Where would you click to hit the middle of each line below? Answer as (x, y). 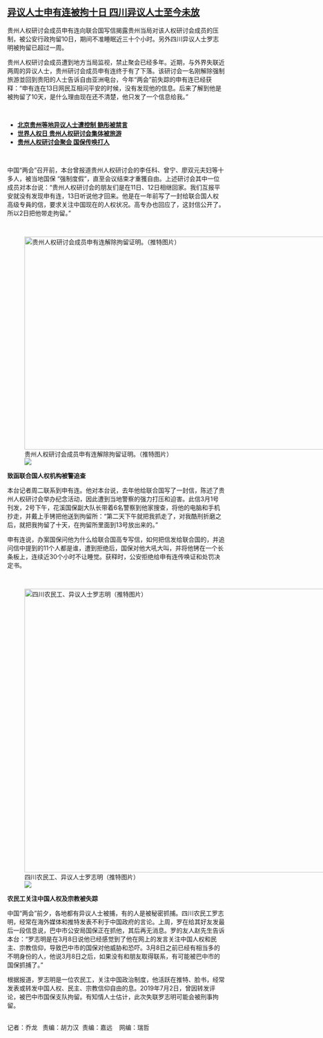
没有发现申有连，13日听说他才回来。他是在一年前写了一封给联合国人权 (119, 196)
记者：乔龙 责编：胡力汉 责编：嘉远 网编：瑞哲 (78, 1027)
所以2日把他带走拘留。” (39, 213)
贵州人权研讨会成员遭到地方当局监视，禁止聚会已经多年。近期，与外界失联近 (116, 62)
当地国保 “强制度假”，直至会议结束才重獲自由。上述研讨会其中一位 (125, 179)
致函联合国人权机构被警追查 (47, 475)
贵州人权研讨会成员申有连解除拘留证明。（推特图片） (98, 454)
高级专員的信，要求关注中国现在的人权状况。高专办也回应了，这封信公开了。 (116, 204)
